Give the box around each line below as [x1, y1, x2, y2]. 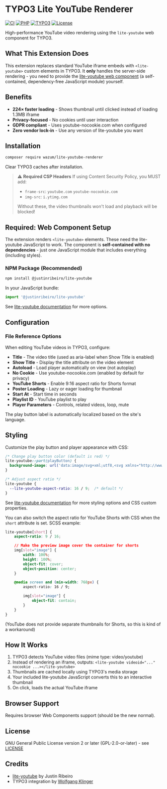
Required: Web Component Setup [5, 223, 111, 232]
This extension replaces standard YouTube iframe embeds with [5, 62, 134, 68]
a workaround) [5, 626, 36, 632]
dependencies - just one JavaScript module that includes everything [5, 247, 147, 253]
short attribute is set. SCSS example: [5, 520, 81, 526]
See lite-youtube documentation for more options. [5, 304, 108, 310]
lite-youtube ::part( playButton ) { [5, 458, 77, 464]
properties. [5, 505, 28, 511]
